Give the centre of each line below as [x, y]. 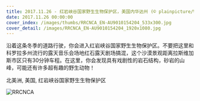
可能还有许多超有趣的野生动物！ [56, 68]
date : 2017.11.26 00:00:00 [40, 17]
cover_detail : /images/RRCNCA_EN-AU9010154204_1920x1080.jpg [84, 28]
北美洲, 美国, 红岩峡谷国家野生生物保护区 [56, 80]
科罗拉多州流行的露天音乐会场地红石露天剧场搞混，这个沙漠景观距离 [90, 53]
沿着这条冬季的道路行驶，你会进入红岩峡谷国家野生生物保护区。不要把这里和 [100, 45]
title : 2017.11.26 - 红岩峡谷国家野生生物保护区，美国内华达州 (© [81, 12]
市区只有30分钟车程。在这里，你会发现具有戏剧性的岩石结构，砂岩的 [95, 60]
